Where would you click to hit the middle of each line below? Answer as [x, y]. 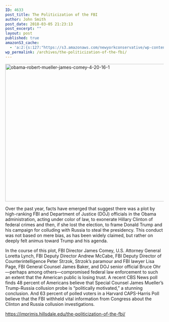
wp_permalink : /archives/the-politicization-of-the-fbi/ [66, 52]
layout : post [19, 33]
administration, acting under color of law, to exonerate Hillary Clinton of [79, 219]
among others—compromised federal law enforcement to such [93, 272]
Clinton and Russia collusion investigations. [50, 304]
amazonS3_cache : [22, 43]
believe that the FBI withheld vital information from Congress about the [78, 299]
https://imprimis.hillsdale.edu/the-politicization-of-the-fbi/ [65, 314]
